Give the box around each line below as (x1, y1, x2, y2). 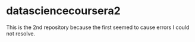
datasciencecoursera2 (6, 4, 121, 18)
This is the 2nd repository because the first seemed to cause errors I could (6, 24, 190, 31)
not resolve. (6, 30, 36, 37)
